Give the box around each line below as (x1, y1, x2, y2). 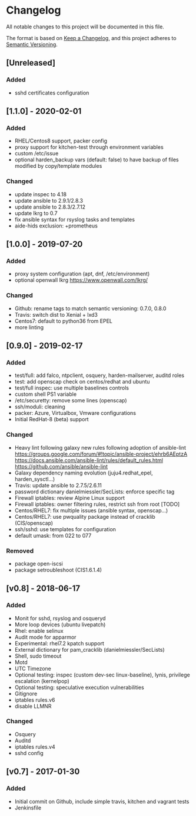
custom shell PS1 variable (14, 391, 77, 398)
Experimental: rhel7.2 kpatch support (14, 639, 105, 647)
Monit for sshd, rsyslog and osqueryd (14, 615, 106, 622)
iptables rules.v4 (14, 743, 56, 750)
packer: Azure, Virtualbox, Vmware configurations (14, 409, 137, 417)
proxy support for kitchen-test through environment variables (14, 144, 164, 151)
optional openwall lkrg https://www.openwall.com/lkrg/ (14, 277, 148, 284)
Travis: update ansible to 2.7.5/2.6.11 (14, 482, 102, 489)
